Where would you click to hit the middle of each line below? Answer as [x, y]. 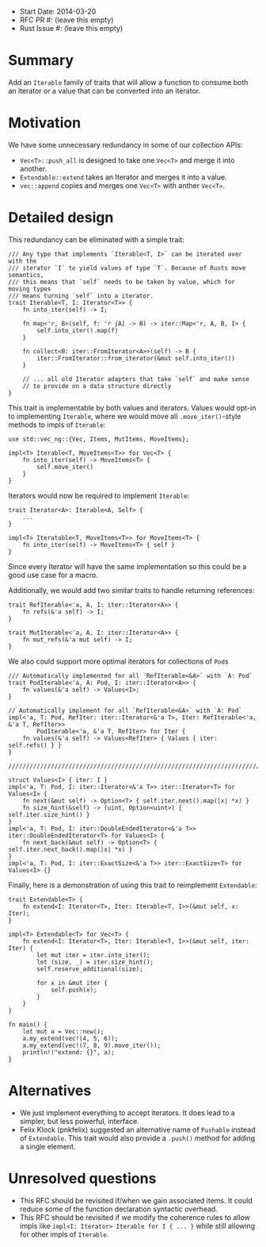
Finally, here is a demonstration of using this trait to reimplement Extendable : [133, 885]
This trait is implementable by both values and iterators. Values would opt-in [132, 407]
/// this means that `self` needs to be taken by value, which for [122, 282]
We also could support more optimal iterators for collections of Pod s [118, 661]
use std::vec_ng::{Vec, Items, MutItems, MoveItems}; [99, 439]
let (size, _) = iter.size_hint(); [95, 962]
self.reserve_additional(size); [90, 969]
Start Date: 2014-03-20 [58, 12]
